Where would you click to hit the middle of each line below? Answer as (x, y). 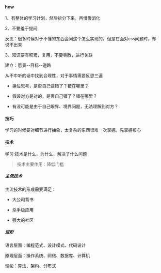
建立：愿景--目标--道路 (28, 65)
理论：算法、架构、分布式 (31, 266)
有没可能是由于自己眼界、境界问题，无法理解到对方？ (65, 106)
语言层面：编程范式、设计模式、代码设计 (45, 245)
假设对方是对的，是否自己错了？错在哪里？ (55, 96)
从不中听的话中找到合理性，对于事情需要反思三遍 (54, 76)
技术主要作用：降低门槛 (40, 164)
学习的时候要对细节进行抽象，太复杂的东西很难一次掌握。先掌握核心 (73, 130)
